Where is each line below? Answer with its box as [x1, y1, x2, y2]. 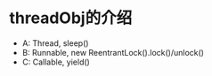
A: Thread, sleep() [21, 37, 89, 49]
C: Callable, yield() [21, 57, 91, 67]
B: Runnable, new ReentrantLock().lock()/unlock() [21, 47, 205, 57]
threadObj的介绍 [9, 8, 133, 28]
